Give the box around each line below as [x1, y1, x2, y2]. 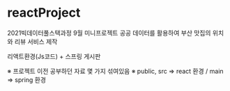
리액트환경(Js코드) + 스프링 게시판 [7, 52, 101, 60]
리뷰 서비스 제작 [14, 37, 58, 46]
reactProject [7, 5, 81, 21]
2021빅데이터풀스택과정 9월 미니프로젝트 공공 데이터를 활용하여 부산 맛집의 [7, 28, 211, 37]
